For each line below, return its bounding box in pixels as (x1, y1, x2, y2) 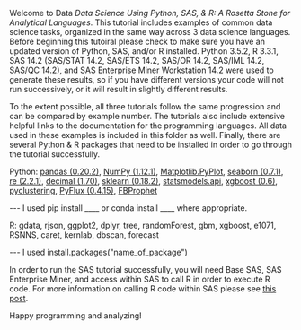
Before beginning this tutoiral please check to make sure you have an (9, 36, 265, 47)
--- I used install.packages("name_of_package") (9, 247, 189, 257)
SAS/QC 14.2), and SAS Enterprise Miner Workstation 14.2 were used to (9, 65, 274, 75)
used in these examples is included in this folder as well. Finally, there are (9, 130, 281, 140)
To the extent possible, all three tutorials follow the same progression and (9, 101, 281, 111)
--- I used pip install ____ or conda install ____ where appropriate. (9, 203, 248, 213)
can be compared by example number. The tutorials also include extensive (9, 111, 286, 121)
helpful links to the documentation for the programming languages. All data (9, 120, 288, 131)
